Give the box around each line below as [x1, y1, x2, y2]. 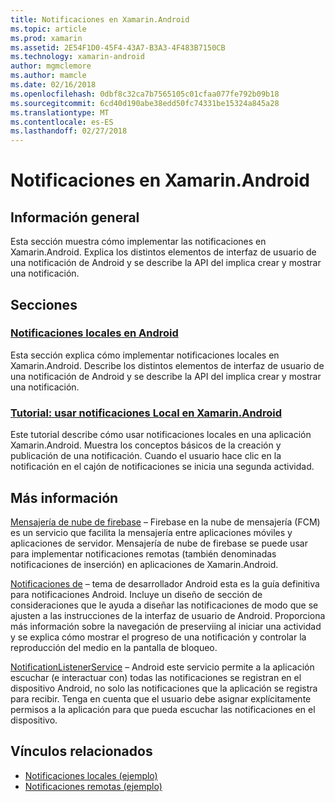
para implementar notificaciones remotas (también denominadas [10, 547, 277, 560]
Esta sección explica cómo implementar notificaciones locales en [10, 349, 280, 361]
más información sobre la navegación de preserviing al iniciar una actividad [10, 620, 322, 632]
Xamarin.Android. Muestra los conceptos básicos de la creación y [10, 439, 282, 451]
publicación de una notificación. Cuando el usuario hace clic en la [10, 450, 282, 462]
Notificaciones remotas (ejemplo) [24, 780, 163, 792]
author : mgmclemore [10, 61, 92, 71]
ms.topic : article [10, 24, 87, 34]
